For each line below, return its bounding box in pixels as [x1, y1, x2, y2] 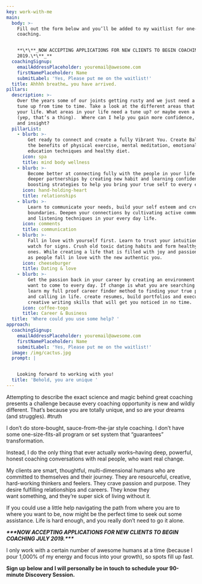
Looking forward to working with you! [17, 371, 114, 377]
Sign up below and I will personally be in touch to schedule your [6, 564, 168, 572]
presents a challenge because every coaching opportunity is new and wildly [6, 400, 195, 407]
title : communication [22, 226, 77, 232]
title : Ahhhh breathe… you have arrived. [11, 81, 117, 87]
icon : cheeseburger [22, 260, 71, 266]
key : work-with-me [6, 8, 52, 15]
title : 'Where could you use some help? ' [11, 316, 120, 322]
